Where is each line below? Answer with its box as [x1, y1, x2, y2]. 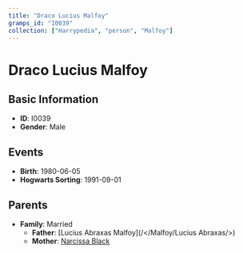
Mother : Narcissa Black [31, 236, 110, 246]
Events [8, 145, 44, 159]
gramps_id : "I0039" [8, 19, 74, 27]
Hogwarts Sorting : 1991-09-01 [19, 175, 121, 184]
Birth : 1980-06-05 [19, 167, 82, 176]
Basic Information [8, 93, 99, 106]
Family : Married [19, 219, 74, 228]
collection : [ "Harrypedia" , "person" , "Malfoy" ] [8, 26, 173, 34]
